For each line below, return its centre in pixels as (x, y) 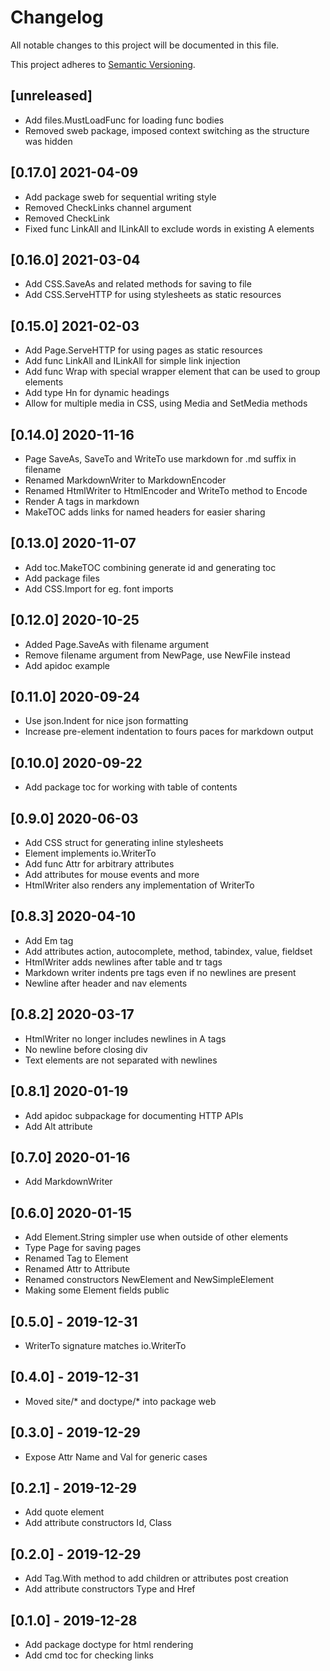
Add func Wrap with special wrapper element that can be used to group (172, 372)
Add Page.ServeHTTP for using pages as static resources (143, 350)
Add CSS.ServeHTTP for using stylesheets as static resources (153, 295)
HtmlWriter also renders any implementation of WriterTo (139, 885)
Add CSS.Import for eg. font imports (99, 588)
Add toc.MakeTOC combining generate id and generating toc (150, 567)
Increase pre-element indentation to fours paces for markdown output (169, 732)
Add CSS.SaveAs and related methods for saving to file (138, 284)
